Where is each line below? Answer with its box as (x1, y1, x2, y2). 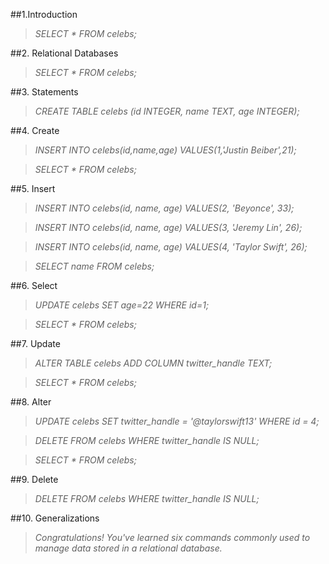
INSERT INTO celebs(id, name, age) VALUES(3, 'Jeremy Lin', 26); (34, 222, 303, 233)
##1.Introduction (10, 9, 78, 20)
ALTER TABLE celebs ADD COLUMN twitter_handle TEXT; (34, 357, 273, 369)
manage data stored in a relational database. (34, 542, 223, 554)
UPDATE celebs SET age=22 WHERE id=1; (34, 299, 210, 311)
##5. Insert (10, 183, 56, 194)
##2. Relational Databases (10, 47, 119, 59)
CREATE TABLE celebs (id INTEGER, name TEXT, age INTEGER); (34, 105, 300, 117)
